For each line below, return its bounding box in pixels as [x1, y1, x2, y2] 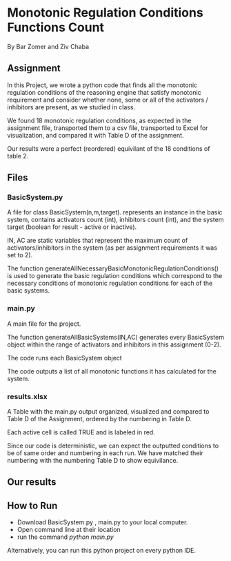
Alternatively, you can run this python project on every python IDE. [7, 546, 197, 555]
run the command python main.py [17, 533, 114, 541]
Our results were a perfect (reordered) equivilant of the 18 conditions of [7, 144, 210, 153]
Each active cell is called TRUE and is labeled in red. [7, 428, 155, 436]
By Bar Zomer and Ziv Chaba [7, 42, 90, 50]
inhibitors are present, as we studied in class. [7, 102, 136, 111]
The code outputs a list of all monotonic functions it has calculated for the [7, 367, 217, 375]
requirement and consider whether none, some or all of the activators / [7, 95, 208, 104]
